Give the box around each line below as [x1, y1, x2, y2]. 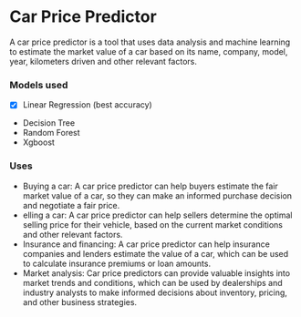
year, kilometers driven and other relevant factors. [9, 56, 198, 66]
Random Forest [22, 128, 80, 138]
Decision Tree [22, 118, 76, 128]
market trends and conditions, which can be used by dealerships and [22, 277, 283, 288]
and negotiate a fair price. [22, 199, 120, 210]
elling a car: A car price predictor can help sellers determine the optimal [22, 210, 293, 220]
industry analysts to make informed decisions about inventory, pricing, [22, 287, 287, 298]
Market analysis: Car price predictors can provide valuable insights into [22, 267, 290, 279]
